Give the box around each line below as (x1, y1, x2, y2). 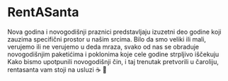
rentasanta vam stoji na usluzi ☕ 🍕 (7, 65, 108, 74)
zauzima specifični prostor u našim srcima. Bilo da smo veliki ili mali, (7, 35, 207, 43)
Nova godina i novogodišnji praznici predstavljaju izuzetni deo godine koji (7, 27, 222, 36)
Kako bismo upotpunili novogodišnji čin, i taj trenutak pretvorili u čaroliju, (7, 57, 220, 66)
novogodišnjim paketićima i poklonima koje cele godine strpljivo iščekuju (7, 50, 220, 58)
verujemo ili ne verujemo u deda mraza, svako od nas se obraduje (7, 42, 200, 51)
